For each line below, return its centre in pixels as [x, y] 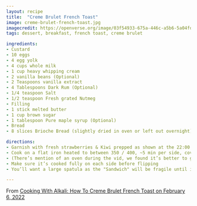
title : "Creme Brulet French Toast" [52, 17]
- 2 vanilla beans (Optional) [43, 77]
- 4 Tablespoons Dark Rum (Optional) [52, 88]
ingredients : [22, 44]
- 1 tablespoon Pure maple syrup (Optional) [61, 120]
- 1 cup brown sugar [31, 115]
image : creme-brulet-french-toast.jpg [53, 22]
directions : [21, 142]
